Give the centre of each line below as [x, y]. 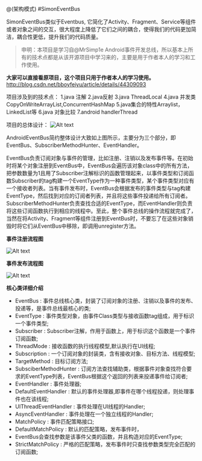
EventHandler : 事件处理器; [48, 384]
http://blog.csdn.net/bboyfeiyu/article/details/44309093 [76, 84]
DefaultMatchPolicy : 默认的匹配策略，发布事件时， [79, 429]
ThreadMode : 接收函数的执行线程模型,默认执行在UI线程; [85, 346]
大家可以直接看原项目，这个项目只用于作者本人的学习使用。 [80, 78]
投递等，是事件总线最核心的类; [53, 308]
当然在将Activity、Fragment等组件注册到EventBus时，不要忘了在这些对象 [97, 218]
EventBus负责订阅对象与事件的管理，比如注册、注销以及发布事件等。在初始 [100, 158]
